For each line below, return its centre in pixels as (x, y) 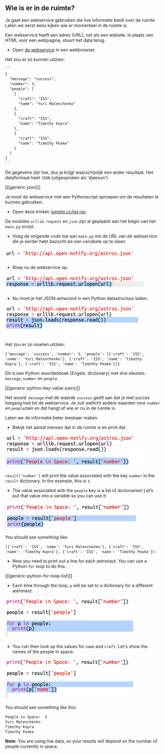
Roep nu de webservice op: (40, 267)
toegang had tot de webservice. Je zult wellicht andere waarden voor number (83, 402)
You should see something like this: (41, 707)
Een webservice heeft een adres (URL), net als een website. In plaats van (79, 35)
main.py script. (20, 226)
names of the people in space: (43, 652)
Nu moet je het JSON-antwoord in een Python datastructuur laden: (80, 298)
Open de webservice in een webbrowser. (54, 50)
